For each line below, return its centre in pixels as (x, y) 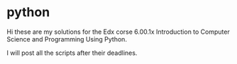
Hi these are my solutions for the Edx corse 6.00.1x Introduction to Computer (118, 32)
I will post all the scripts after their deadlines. (72, 53)
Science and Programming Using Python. (67, 39)
